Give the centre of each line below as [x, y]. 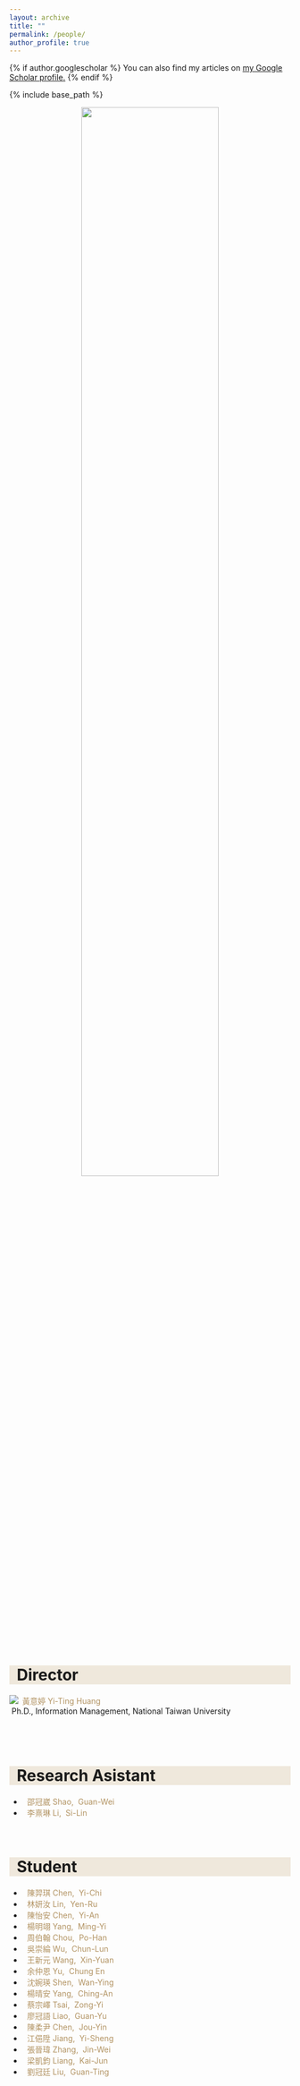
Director [47, 1675]
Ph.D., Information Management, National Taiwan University [121, 1711]
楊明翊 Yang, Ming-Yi [67, 1927]
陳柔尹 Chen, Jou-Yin [67, 2027]
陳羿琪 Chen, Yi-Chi [64, 1893]
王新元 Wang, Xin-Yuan [70, 1960]
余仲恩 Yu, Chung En [66, 1971]
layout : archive [39, 17]
